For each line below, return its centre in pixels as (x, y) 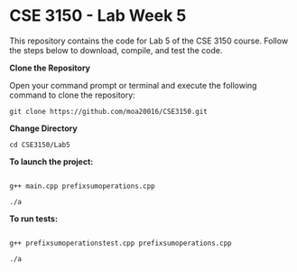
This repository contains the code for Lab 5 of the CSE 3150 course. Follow (149, 41)
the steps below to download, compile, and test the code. (116, 50)
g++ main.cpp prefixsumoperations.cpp (82, 186)
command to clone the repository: (72, 95)
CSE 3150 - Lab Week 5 (98, 16)
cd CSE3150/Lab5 (40, 145)
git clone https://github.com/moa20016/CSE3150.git (108, 111)
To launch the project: (51, 161)
